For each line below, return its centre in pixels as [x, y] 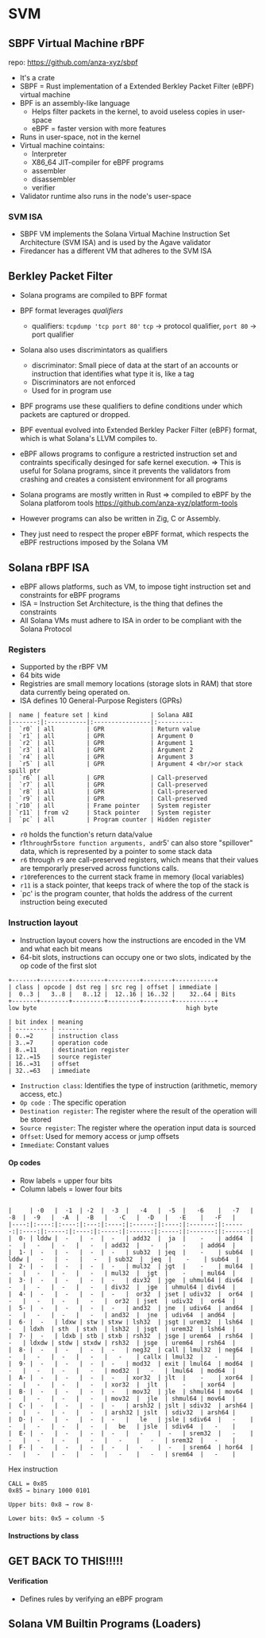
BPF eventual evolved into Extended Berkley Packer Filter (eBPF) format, [138, 430]
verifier [43, 187]
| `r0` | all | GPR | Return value [104, 729]
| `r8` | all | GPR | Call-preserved [108, 792]
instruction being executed [64, 902]
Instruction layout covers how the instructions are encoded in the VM [133, 940]
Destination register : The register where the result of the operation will [138, 1110]
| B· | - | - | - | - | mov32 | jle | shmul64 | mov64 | [131, 1391]
